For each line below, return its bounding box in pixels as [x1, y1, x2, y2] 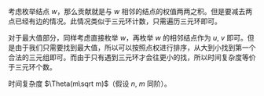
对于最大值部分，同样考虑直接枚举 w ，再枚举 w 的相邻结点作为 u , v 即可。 [8, 34, 247, 42]
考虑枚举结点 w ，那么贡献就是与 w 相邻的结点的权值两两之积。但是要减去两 [8, 7, 253, 16]
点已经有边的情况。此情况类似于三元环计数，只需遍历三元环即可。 [8, 16, 222, 26]
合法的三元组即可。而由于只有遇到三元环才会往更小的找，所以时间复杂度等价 [8, 53, 256, 62]
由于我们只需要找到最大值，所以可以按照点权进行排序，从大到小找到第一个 [14, 43, 256, 52]
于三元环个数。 [8, 62, 57, 72]
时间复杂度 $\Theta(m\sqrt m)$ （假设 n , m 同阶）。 [8, 79, 171, 88]
